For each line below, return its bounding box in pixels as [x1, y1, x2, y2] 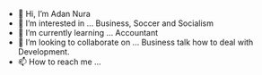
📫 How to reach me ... [17, 56, 101, 67]
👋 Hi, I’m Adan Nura [17, 9, 92, 19]
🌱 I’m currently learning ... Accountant [17, 28, 159, 37]
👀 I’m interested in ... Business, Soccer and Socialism [17, 18, 214, 29]
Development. [17, 46, 70, 57]
